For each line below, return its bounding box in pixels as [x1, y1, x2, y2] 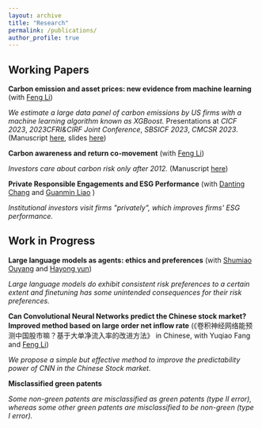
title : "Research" [8, 19, 69, 27]
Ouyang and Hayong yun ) [8, 263, 93, 273]
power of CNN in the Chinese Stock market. [8, 363, 151, 373]
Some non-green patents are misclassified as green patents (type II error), [8, 394, 252, 403]
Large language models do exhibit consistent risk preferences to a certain [8, 279, 250, 289]
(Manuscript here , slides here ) [8, 133, 107, 143]
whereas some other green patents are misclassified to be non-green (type [8, 402, 255, 412]
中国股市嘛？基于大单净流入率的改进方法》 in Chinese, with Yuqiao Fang [14, 331, 251, 340]
